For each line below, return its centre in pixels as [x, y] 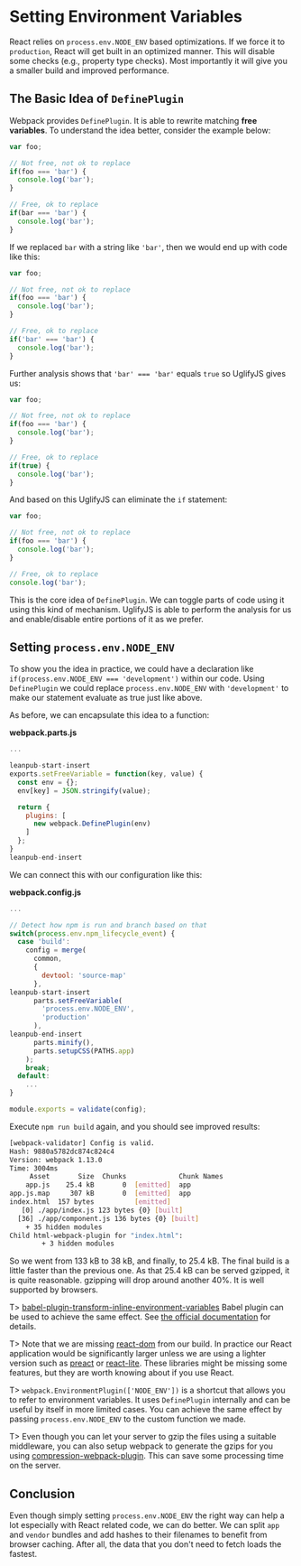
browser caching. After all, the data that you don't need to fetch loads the [146, 1544]
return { [34, 807]
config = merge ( [56, 950]
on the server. [35, 1466]
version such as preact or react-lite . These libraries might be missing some [148, 1363]
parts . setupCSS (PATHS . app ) [84, 1051]
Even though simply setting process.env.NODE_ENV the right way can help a [147, 1515]
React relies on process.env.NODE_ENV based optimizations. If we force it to [147, 42]
